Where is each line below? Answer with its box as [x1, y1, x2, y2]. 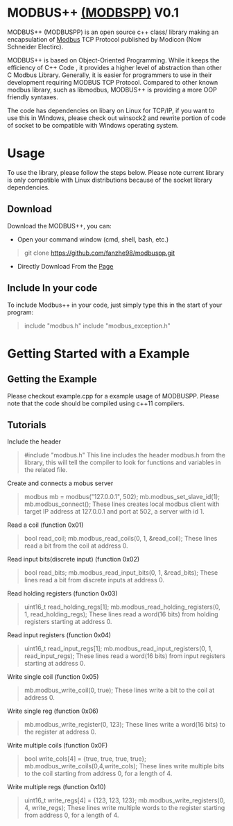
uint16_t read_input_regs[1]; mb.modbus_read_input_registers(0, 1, [24, 644, 213, 653]
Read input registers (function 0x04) [7, 631, 112, 639]
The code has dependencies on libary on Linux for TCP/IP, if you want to [7, 106, 215, 115]
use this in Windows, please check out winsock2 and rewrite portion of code [7, 113, 226, 122]
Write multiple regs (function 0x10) [7, 783, 106, 791]
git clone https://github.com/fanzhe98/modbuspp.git [24, 248, 175, 257]
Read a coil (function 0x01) [7, 521, 84, 529]
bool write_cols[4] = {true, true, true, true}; [24, 755, 147, 763]
